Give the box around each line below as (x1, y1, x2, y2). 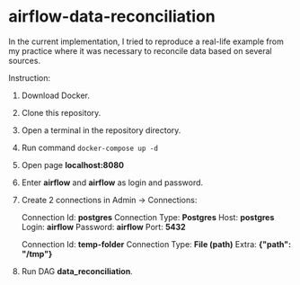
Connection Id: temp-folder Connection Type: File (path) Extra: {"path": (21, 238, 292, 249)
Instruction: (8, 72, 51, 83)
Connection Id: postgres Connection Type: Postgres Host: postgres (21, 211, 275, 222)
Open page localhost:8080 (21, 159, 125, 170)
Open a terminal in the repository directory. (21, 124, 181, 136)
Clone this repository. (21, 107, 101, 118)
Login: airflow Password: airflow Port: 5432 (21, 221, 186, 232)
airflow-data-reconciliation (8, 6, 216, 27)
